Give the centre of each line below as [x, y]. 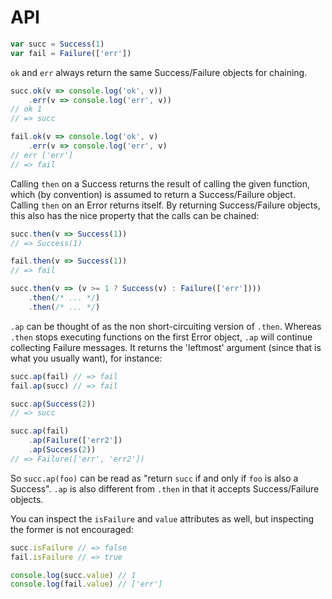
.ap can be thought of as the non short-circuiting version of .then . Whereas [166, 326]
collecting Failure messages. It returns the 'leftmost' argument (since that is [166, 347]
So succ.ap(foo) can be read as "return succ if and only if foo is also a [154, 478]
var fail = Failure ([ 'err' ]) [71, 53]
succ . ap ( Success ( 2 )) [53, 404]
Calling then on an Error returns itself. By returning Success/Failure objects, [165, 205]
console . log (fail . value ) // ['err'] [86, 584]
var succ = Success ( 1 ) [57, 44]
